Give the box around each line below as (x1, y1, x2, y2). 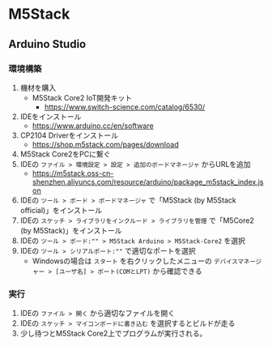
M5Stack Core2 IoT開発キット (32, 92, 133, 102)
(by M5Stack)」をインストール (19, 225, 122, 235)
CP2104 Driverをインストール (19, 130, 119, 140)
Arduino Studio (8, 37, 87, 51)
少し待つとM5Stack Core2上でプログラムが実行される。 (19, 329, 207, 339)
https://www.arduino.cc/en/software (32, 121, 154, 130)
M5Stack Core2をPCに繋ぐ (19, 149, 111, 159)
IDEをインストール (19, 111, 82, 122)
